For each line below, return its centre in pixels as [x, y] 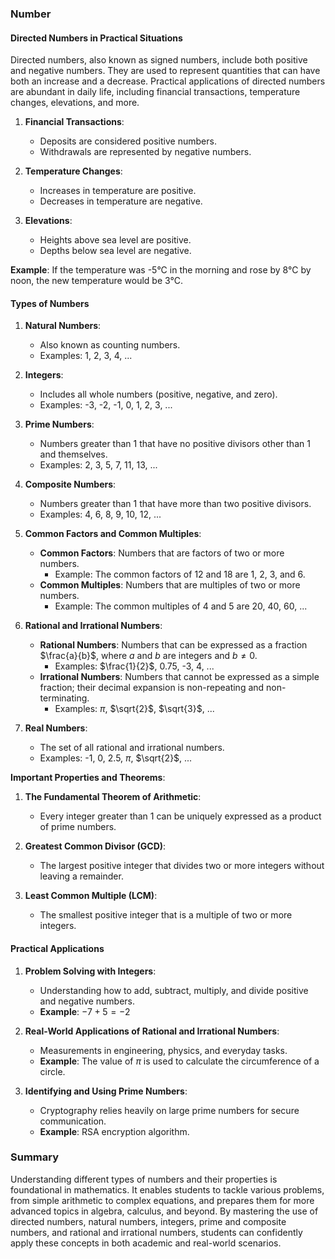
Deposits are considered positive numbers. [128, 141]
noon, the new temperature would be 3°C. [96, 281]
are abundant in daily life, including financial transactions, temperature [155, 92]
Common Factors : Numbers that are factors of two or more [162, 553]
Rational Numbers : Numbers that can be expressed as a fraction [173, 645]
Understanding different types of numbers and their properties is [144, 1179]
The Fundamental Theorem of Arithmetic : [113, 797]
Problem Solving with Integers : [90, 971]
